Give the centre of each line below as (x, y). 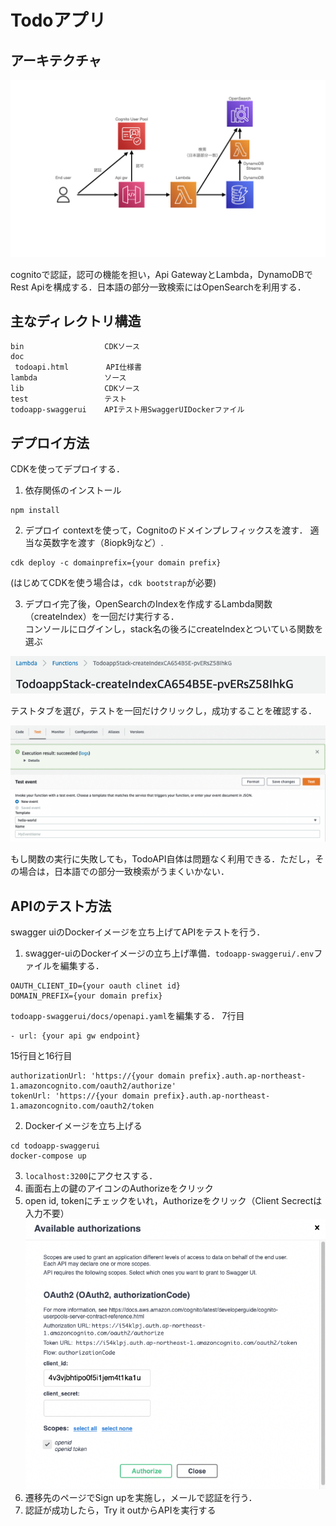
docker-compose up (48, 1156)
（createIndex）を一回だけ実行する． (102, 617)
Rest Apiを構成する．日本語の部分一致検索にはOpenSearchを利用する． (158, 287)
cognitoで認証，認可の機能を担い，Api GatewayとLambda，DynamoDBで (161, 274)
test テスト (69, 399)
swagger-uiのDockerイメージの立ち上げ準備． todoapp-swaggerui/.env (169, 953)
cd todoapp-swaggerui (55, 1146)
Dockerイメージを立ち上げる (83, 1126)
